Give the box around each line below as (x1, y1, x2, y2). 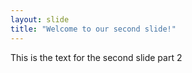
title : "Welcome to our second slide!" (10, 24, 177, 34)
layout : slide (10, 14, 70, 25)
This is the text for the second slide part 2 (10, 51, 183, 63)
